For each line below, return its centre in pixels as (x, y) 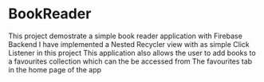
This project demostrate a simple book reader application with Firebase (126, 36)
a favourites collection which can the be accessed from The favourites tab (130, 61)
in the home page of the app (55, 69)
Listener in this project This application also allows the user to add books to (132, 53)
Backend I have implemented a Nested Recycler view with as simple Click (129, 44)
